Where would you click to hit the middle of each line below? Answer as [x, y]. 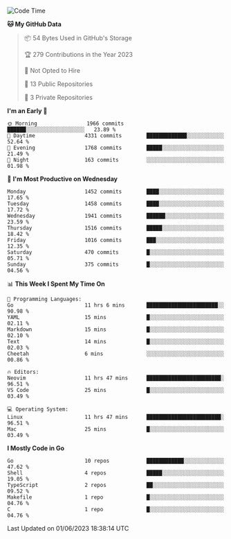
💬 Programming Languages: [44, 299]
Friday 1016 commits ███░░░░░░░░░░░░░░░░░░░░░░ [116, 240]
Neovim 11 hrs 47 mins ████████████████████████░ [116, 378]
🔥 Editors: [23, 372]
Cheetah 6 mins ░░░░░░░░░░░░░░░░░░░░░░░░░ [116, 354]
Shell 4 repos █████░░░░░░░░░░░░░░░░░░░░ [116, 473]
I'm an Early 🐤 [27, 111]
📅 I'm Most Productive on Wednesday [62, 179]
